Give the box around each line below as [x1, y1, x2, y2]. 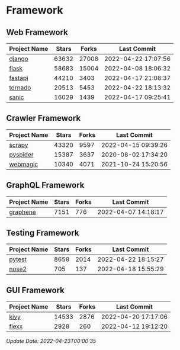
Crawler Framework [6, 113, 81, 123]
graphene [9, 208, 37, 216]
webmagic [9, 160, 38, 168]
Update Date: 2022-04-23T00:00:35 [6, 338, 97, 345]
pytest [9, 255, 27, 264]
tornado [9, 84, 31, 92]
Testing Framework [6, 228, 79, 238]
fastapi [9, 74, 28, 82]
